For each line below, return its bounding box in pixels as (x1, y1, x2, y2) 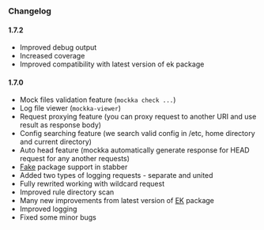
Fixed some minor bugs (19, 213, 96, 222)
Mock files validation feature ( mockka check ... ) (19, 95, 176, 104)
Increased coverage (19, 51, 85, 61)
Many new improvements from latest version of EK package (19, 196, 215, 205)
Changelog (8, 6, 51, 17)
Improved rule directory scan (19, 187, 115, 197)
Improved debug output (19, 43, 97, 52)
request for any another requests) (19, 154, 130, 164)
